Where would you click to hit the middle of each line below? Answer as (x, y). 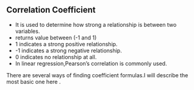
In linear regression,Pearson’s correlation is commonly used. (91, 63)
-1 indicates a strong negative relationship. (68, 50)
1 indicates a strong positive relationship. (66, 44)
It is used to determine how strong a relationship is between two (96, 24)
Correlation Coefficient (51, 10)
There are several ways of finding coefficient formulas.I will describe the (97, 75)
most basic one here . (34, 81)
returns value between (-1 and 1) (56, 37)
